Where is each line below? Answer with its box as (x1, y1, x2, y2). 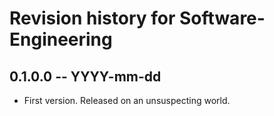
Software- (179, 7, 266, 30)
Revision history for (9, 7, 176, 30)
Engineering (9, 28, 113, 51)
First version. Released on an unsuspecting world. (23, 95, 231, 106)
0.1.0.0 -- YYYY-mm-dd (9, 68, 162, 85)
